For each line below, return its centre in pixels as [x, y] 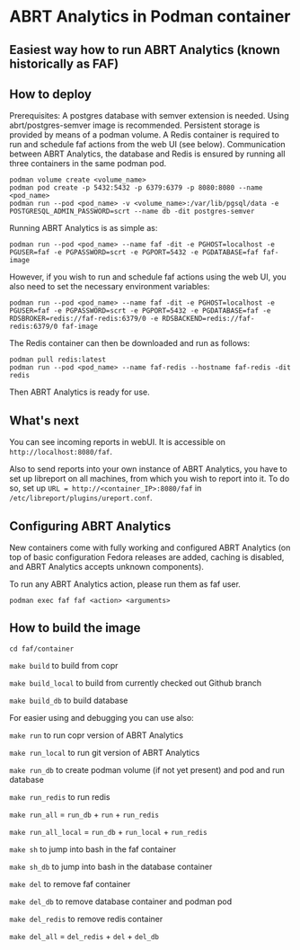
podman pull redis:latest [57, 360]
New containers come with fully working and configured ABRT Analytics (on [150, 548]
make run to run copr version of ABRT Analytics [97, 735]
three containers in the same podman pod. [88, 164]
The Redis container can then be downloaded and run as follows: [130, 343]
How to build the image [75, 628]
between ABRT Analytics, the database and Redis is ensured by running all [147, 154]
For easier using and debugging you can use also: [102, 717]
